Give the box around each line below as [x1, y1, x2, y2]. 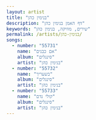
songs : [6, 37, 23, 43]
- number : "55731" [12, 43, 59, 49]
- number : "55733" [12, 88, 59, 94]
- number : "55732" [12, 65, 59, 72]
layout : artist [6, 8, 45, 15]
